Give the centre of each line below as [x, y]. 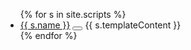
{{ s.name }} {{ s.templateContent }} [100, 25]
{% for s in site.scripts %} [73, 14]
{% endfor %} [48, 35]
